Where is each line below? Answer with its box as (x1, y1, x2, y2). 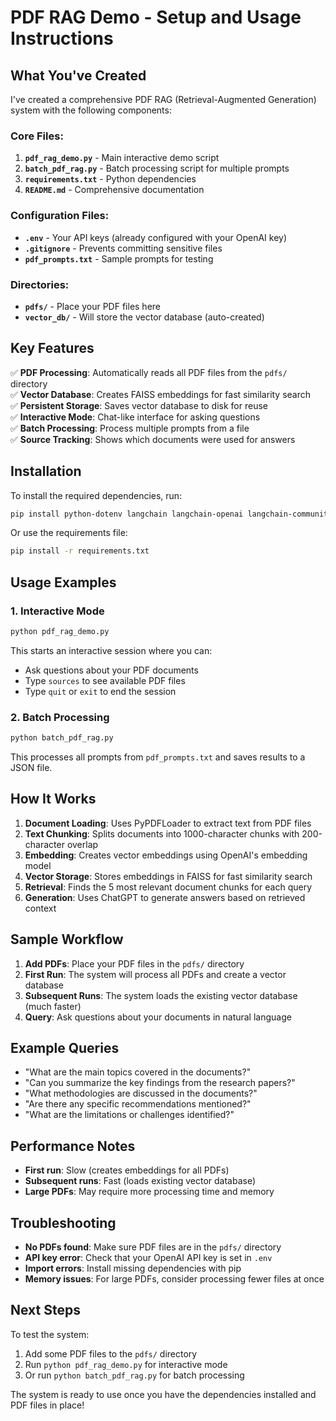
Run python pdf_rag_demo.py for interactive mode (24, 1358, 228, 1370)
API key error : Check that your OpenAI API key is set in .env (24, 1252, 273, 1264)
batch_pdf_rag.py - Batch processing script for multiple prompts (24, 162, 290, 175)
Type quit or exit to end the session (24, 685, 177, 697)
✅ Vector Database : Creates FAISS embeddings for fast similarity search (10, 388, 312, 400)
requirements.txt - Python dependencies (24, 173, 197, 185)
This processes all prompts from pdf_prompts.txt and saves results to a (10, 751, 306, 763)
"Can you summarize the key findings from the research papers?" (24, 1077, 296, 1089)
